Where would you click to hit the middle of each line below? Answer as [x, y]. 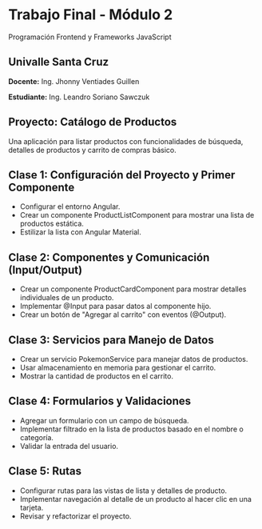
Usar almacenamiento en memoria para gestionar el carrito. [118, 367]
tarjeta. [32, 507]
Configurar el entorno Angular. [70, 206]
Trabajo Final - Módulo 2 [91, 15]
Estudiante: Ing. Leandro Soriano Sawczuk [79, 97]
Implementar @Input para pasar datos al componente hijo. [115, 307]
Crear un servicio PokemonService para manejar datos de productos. [134, 359]
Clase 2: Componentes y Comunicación [109, 257]
